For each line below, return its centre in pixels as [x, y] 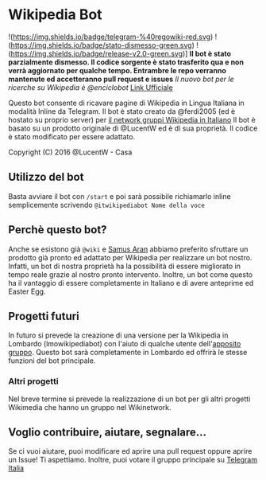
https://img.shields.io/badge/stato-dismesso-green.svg [101, 45]
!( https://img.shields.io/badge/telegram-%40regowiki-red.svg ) [111, 37]
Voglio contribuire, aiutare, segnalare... [108, 433]
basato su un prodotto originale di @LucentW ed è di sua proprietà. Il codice [133, 128]
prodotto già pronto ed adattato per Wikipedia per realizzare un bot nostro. [130, 257]
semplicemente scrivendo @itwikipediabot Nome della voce [106, 205]
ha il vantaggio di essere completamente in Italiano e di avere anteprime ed [131, 283]
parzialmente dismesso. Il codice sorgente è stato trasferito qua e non [126, 62]
